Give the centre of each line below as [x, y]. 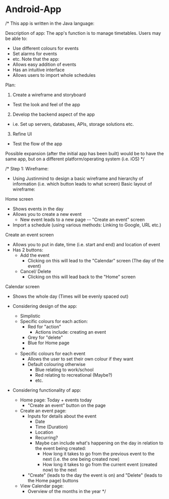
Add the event [35, 255]
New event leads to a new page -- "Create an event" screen [82, 219]
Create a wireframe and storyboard [49, 95]
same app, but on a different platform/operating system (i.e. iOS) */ [75, 159]
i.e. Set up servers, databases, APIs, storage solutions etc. [73, 124]
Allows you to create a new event [47, 214]
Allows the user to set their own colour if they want [80, 359]
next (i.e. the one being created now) [81, 459]
